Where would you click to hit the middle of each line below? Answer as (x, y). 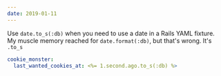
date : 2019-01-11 (32, 13)
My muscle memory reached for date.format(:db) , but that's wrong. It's (109, 40)
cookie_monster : (30, 59)
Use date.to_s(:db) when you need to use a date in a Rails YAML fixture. (111, 33)
